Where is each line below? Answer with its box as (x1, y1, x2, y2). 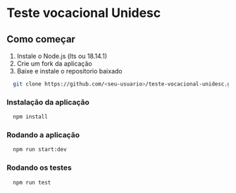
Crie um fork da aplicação (16, 59, 92, 68)
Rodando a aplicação (6, 129, 80, 139)
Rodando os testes (6, 163, 72, 172)
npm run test (13, 179, 51, 186)
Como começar (6, 33, 75, 45)
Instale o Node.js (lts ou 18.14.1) (16, 52, 107, 60)
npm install (13, 113, 49, 121)
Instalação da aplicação (6, 97, 89, 107)
